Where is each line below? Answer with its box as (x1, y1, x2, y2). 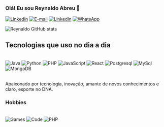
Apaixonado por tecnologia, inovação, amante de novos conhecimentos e (5, 81, 159, 87)
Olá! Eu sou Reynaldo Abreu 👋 (5, 5, 80, 12)
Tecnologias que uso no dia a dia (5, 41, 111, 49)
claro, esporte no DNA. (5, 86, 53, 92)
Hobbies (5, 99, 27, 106)
